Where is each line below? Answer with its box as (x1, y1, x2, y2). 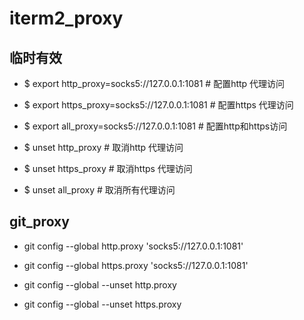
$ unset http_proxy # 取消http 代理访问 (23, 142, 184, 153)
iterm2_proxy (9, 7, 124, 30)
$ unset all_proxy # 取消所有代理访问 (23, 184, 176, 196)
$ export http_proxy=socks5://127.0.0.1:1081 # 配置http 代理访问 (23, 78, 286, 89)
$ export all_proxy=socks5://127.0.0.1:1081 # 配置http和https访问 (23, 120, 288, 132)
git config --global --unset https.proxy (23, 298, 182, 310)
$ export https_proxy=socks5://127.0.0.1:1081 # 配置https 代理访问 (23, 99, 294, 111)
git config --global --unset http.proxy (23, 278, 177, 291)
